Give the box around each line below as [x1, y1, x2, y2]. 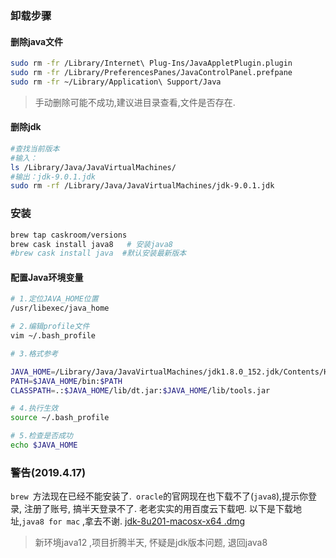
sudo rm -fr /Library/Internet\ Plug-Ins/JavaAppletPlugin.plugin [10, 58, 293, 69]
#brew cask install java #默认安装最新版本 [10, 248, 187, 259]
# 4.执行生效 [10, 403, 59, 414]
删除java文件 [10, 35, 64, 47]
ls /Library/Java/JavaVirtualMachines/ [10, 162, 177, 172]
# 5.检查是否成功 [10, 431, 73, 441]
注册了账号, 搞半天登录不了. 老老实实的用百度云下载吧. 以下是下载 [23, 503, 293, 515]
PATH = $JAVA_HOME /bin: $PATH [10, 376, 123, 386]
